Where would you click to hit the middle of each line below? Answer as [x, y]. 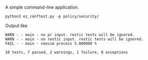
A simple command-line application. [42, 7]
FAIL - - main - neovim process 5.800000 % [51, 43]
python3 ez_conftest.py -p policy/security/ [52, 16]
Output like [16, 25]
